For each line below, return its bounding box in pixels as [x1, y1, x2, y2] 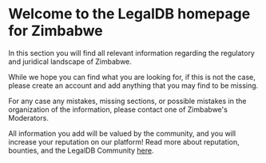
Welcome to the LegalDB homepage [8, 5, 251, 23]
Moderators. [8, 113, 50, 122]
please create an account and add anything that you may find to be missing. [8, 81, 259, 90]
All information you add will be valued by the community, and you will [8, 129, 236, 138]
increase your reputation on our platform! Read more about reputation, [8, 137, 240, 146]
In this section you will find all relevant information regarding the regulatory [8, 48, 256, 58]
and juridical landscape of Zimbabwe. [8, 57, 132, 66]
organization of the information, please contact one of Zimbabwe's [8, 105, 228, 114]
